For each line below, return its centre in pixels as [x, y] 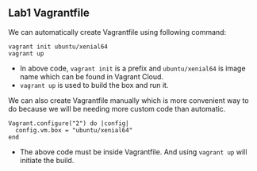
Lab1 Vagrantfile [49, 13]
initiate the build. [47, 160]
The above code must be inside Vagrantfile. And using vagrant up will [133, 152]
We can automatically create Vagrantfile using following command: [117, 32]
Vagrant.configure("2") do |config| [69, 123]
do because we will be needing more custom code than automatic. [117, 108]
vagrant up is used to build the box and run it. [94, 85]
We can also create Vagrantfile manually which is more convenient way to [128, 100]
